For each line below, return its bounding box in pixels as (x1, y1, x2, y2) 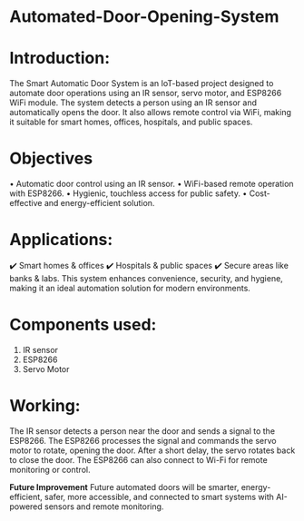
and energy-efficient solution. (44, 198, 155, 209)
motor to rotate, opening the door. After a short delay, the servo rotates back (9, 445, 296, 456)
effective (9, 198, 43, 209)
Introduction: (9, 48, 111, 69)
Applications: (9, 230, 113, 251)
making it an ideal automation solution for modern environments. (9, 283, 251, 293)
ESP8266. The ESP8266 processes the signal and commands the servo (9, 435, 277, 446)
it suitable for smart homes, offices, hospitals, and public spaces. (9, 116, 253, 128)
